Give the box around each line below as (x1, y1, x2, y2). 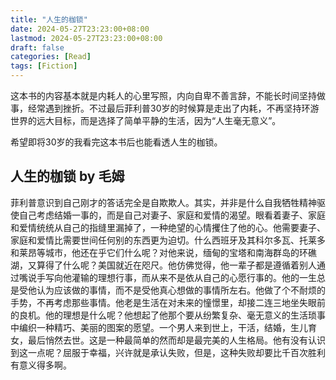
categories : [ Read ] (10, 52, 92, 62)
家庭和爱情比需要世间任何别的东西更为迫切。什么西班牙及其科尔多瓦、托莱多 (10, 234, 326, 246)
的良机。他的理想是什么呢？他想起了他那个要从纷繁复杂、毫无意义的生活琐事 (10, 309, 326, 321)
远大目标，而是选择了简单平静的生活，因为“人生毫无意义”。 (36, 115, 282, 126)
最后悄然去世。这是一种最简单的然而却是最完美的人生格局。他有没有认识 (27, 334, 326, 346)
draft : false (10, 42, 65, 53)
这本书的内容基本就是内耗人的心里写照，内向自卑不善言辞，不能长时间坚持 (10, 90, 317, 101)
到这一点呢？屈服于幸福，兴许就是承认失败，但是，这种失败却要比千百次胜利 (10, 346, 326, 358)
